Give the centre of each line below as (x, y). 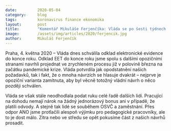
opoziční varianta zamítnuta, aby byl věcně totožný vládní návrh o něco (80, 80)
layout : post (26, 24)
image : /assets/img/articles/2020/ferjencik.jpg (66, 34)
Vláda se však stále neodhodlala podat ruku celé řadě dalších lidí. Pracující (84, 96)
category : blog (26, 15)
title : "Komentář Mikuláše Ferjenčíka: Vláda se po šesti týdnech (86, 29)
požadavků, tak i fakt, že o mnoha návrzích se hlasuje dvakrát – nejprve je (83, 75)
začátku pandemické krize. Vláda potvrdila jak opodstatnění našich (76, 69)
